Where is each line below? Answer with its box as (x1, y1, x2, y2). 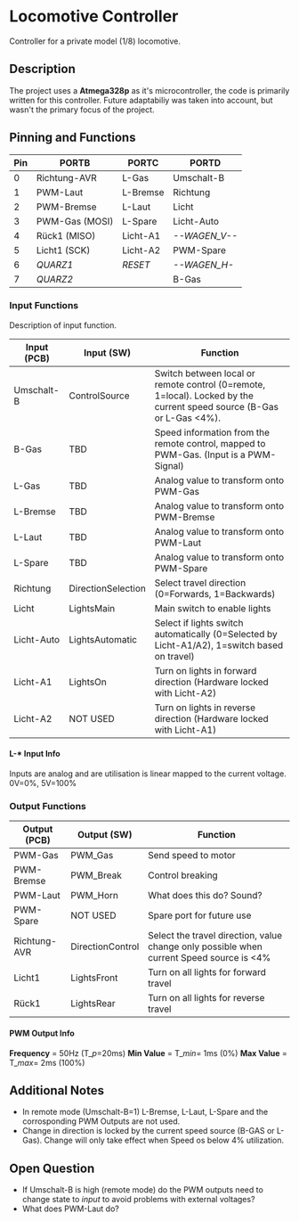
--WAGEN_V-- (173, 229, 238, 242)
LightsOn (69, 676, 107, 688)
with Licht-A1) (154, 724, 216, 736)
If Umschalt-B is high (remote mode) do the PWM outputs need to (21, 1184, 264, 1195)
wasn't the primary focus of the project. (9, 104, 155, 115)
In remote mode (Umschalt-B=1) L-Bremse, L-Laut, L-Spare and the (21, 1107, 269, 1118)
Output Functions (9, 799, 86, 812)
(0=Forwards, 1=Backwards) (154, 587, 276, 600)
